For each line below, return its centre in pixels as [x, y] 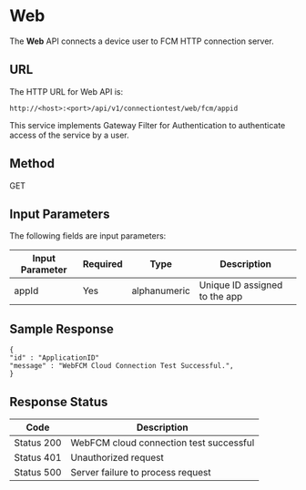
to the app [221, 297]
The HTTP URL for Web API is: [66, 91]
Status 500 [38, 472]
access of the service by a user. [69, 135]
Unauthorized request [117, 458]
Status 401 [38, 458]
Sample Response [61, 329]
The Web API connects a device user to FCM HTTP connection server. [142, 41]
